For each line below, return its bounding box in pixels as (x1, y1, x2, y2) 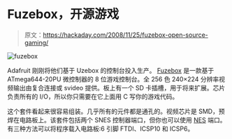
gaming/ (24, 38, 49, 47)
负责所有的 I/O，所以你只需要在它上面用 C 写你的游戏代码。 (7, 92, 179, 101)
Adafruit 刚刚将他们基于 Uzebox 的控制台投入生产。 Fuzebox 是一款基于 (7, 66, 215, 74)
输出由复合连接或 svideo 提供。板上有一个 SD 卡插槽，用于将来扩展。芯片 (13, 83, 226, 92)
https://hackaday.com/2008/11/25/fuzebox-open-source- (43, 31, 208, 39)
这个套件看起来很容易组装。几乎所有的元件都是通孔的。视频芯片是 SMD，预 (7, 107, 225, 115)
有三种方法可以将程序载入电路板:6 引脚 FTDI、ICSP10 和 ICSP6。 (7, 124, 194, 133)
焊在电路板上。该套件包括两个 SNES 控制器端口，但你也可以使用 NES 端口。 (7, 115, 226, 124)
